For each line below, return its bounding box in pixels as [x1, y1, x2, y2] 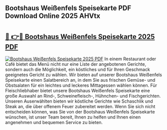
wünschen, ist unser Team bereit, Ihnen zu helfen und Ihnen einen [5, 114, 141, 120]
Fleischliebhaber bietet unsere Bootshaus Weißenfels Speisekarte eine [5, 88, 151, 94]
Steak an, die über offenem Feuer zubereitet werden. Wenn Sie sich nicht [5, 104, 156, 109]
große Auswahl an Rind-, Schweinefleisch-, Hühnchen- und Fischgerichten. [5, 93, 161, 99]
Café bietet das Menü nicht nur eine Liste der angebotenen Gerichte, [5, 61, 146, 67]
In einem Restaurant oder [104, 56, 157, 62]
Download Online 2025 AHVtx [5, 12, 101, 20]
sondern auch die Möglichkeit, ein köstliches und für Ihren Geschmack [5, 67, 151, 72]
